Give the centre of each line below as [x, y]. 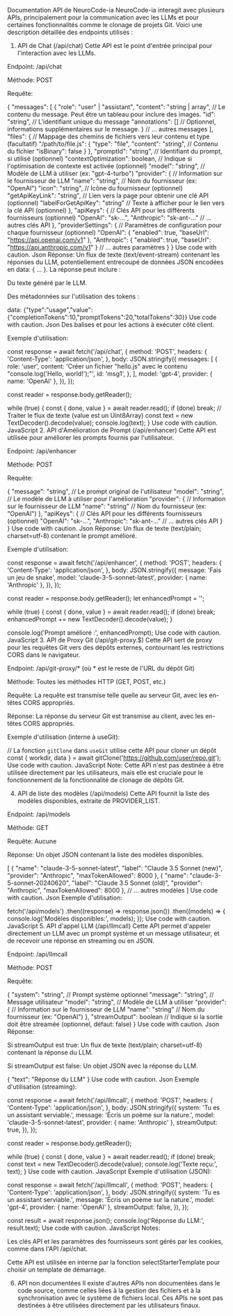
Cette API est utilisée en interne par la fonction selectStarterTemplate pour [114, 1262]
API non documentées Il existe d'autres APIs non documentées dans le [119, 1283]
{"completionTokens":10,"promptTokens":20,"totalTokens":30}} [97, 317]
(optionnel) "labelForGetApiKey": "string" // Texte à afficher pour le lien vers [116, 203]
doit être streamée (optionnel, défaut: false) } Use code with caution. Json [113, 1024]
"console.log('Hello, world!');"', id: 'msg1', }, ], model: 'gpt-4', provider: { [110, 374]
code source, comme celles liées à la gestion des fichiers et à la [109, 1290]
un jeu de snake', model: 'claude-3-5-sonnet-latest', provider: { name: [107, 577]
